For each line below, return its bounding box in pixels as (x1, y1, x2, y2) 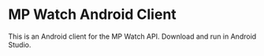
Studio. (8, 39, 32, 49)
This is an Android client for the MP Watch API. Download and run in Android (8, 32, 257, 41)
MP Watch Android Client (8, 6, 177, 24)
